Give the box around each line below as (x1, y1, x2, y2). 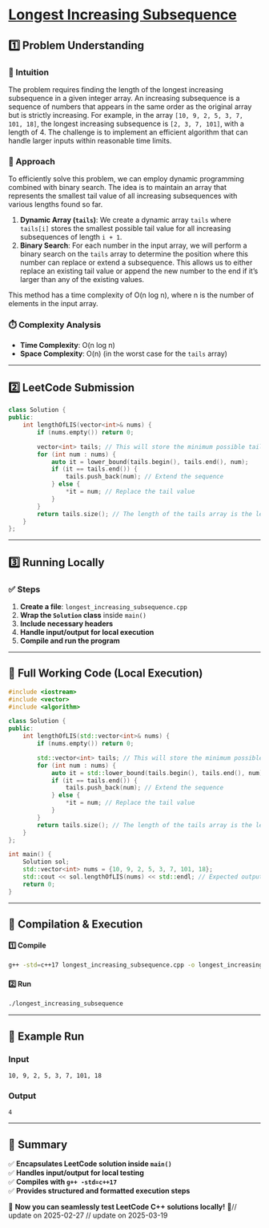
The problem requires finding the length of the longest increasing (8, 84, 224, 94)
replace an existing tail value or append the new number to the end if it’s (19, 266, 259, 276)
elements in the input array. (8, 299, 98, 309)
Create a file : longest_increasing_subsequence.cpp (19, 601, 188, 611)
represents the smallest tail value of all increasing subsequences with (8, 191, 238, 201)
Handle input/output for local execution (19, 627, 155, 636)
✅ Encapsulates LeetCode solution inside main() (8, 1159, 172, 1168)
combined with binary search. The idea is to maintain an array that (8, 183, 227, 192)
